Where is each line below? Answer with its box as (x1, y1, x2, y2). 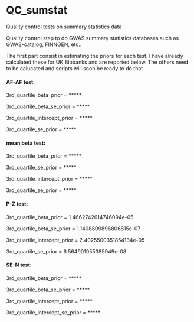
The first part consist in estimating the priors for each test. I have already (6, 52, 184, 59)
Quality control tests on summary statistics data (6, 23, 122, 30)
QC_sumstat (6, 4, 68, 17)
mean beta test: (6, 139, 46, 147)
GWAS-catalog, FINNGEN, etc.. (6, 41, 82, 48)
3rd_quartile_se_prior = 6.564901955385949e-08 (6, 248, 127, 255)
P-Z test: (6, 200, 28, 207)
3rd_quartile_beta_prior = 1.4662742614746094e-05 (6, 213, 134, 220)
